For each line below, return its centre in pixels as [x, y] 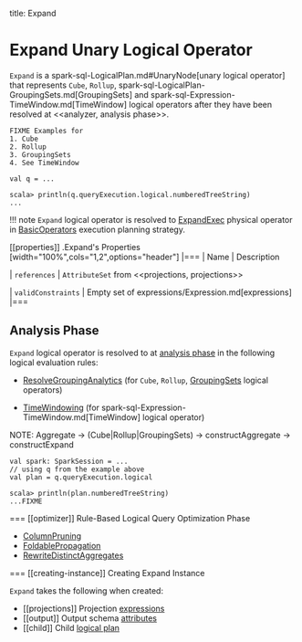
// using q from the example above [77, 469]
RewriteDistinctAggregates [73, 555]
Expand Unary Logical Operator [131, 50]
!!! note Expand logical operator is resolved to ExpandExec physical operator [151, 219]
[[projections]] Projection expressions [94, 608]
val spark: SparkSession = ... [69, 461]
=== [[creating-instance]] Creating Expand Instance [107, 573]
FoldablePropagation [62, 545]
